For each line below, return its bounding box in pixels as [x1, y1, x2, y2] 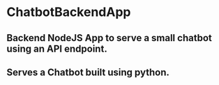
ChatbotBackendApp [6, 4, 131, 20]
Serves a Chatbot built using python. [6, 66, 170, 78]
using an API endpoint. [6, 42, 107, 54]
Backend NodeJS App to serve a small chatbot [6, 32, 212, 44]
